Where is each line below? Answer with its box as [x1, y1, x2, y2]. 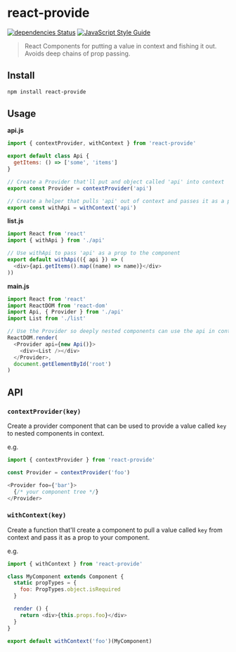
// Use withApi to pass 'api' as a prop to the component [7, 249, 181, 257]
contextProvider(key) [7, 407, 81, 415]
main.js [7, 282, 29, 290]
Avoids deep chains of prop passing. [24, 49, 131, 58]
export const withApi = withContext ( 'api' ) [7, 204, 137, 211]
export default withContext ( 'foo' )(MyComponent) [7, 637, 152, 644]
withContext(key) [7, 511, 67, 519]
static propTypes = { [13, 580, 77, 587]
